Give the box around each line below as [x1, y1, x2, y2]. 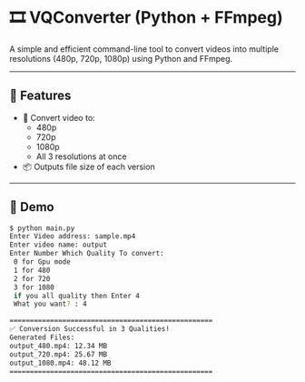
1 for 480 [13, 266, 51, 275]
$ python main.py [9, 224, 75, 233]
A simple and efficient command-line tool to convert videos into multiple [9, 43, 280, 55]
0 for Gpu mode [13, 257, 71, 266]
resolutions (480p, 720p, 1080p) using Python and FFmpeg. [9, 53, 233, 64]
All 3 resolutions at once [35, 151, 127, 162]
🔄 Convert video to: [22, 112, 95, 123]
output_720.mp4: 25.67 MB [9, 349, 107, 359]
